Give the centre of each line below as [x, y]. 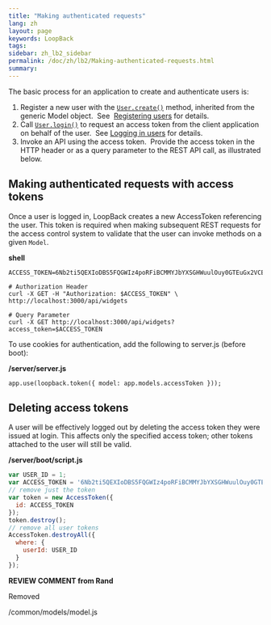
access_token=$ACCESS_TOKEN [56, 329]
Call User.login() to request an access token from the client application [140, 124]
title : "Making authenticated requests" [77, 16]
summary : [23, 69]
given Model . [29, 242]
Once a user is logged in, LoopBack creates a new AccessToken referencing [135, 216]
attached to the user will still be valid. [70, 445]
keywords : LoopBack [41, 38]
